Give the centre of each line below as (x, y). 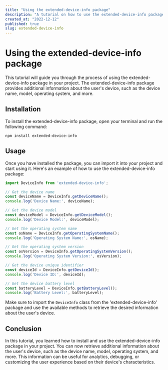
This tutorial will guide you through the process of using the (67, 77)
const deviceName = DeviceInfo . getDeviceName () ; (57, 196)
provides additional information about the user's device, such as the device (83, 88)
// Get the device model (31, 210)
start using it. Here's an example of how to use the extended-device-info (80, 168)
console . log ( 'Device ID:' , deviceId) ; (45, 274)
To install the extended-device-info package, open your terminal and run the (84, 121)
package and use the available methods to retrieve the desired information (82, 307)
